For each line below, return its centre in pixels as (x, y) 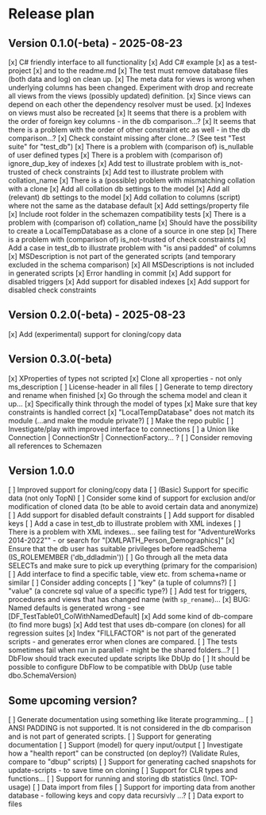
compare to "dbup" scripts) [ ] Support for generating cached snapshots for (132, 762)
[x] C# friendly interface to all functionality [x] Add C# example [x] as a (124, 62)
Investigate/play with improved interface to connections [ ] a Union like (124, 429)
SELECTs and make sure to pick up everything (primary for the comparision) (133, 566)
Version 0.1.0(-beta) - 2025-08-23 (95, 43)
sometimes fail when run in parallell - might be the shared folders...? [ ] (124, 650)
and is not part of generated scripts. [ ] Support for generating (110, 736)
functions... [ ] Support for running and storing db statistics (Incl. (114, 778)
